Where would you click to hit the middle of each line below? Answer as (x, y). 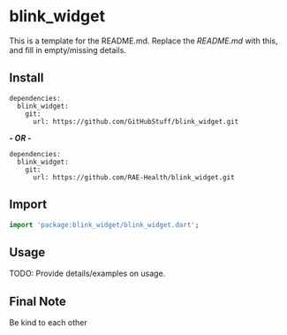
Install (26, 78)
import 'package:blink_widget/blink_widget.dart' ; (104, 225)
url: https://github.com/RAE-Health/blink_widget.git (134, 177)
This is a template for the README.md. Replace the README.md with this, (143, 41)
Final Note (38, 301)
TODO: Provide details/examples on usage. (87, 274)
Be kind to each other (48, 323)
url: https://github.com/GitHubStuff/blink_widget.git (136, 121)
